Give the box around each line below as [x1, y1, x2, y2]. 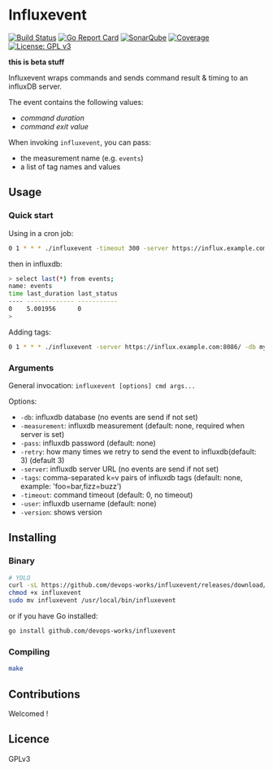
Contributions [8, 687, 80, 701]
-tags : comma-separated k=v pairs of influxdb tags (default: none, [19, 472, 243, 482]
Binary [8, 555, 35, 567]
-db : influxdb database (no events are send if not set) [19, 412, 198, 422]
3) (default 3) [19, 455, 65, 465]
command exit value [19, 121, 89, 131]
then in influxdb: [8, 259, 63, 269]
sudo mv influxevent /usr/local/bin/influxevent [8, 597, 176, 605]
